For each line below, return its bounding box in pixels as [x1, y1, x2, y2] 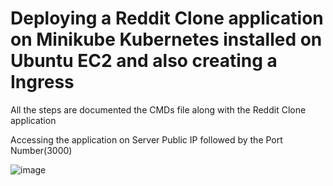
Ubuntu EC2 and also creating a [10, 50, 278, 72]
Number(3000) [10, 144, 73, 156]
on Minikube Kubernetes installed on [10, 28, 323, 51]
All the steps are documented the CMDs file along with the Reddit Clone [10, 103, 307, 116]
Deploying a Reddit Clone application [10, 7, 324, 30]
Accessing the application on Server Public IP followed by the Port [10, 133, 283, 146]
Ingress [10, 71, 75, 94]
